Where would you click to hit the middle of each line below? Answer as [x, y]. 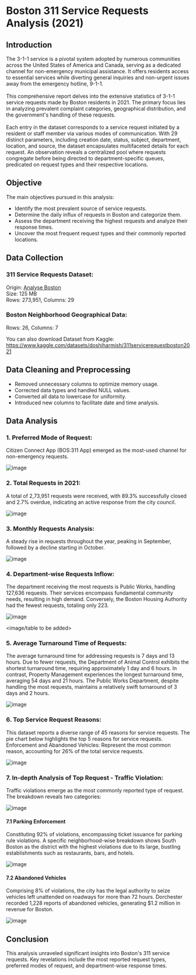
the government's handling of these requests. [61, 115]
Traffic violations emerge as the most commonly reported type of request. [95, 791]
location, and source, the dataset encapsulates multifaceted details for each [97, 146]
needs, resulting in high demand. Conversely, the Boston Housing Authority [97, 599]
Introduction [29, 45]
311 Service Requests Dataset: [50, 274]
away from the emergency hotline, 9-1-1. [55, 84]
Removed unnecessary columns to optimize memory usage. [87, 384]
